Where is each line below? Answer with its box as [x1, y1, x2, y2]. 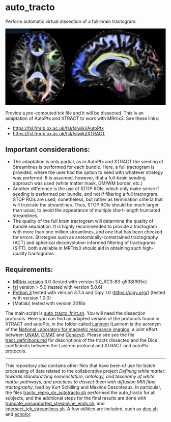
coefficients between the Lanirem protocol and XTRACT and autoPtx [5, 343, 149, 349]
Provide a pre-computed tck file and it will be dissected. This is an [5, 110, 144, 116]
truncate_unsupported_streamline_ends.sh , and [5, 401, 105, 407]
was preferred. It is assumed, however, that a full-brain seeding [12, 175, 146, 181]
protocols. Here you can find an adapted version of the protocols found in [5, 316, 160, 322]
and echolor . [5, 411, 32, 417]
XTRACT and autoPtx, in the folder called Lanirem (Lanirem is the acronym [5, 321, 161, 327]
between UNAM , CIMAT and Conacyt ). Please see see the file [5, 332, 135, 338]
